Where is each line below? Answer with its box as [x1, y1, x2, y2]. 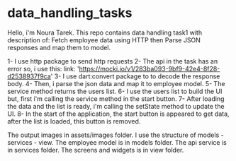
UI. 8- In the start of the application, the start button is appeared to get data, [7, 109, 230, 118]
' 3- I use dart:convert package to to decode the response [50, 72, 220, 80]
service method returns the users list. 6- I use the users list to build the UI [7, 87, 223, 95]
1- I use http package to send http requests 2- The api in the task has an [7, 56, 218, 65]
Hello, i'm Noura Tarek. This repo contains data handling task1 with [7, 28, 203, 37]
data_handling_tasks [7, 5, 133, 21]
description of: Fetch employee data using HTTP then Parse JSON [7, 35, 201, 44]
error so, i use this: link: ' [7, 64, 79, 73]
